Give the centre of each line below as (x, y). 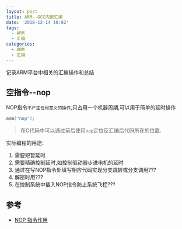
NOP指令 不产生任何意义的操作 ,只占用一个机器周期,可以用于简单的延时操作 (91, 107)
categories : (20, 44)
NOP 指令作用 (31, 220)
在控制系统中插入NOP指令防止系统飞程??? (65, 185)
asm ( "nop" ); (20, 119)
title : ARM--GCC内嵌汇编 (34, 17)
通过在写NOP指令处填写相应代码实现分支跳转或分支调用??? (85, 170)
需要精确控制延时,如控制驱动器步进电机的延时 (69, 163)
